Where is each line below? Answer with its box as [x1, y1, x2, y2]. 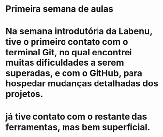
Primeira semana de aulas [5, 3, 114, 15]
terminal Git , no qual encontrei [5, 47, 132, 58]
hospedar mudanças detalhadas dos [5, 78, 159, 89]
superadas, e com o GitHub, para [5, 68, 142, 79]
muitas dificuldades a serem [5, 57, 124, 68]
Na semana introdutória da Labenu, [5, 26, 153, 37]
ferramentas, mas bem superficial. [5, 121, 151, 133]
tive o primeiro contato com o [5, 36, 128, 48]
